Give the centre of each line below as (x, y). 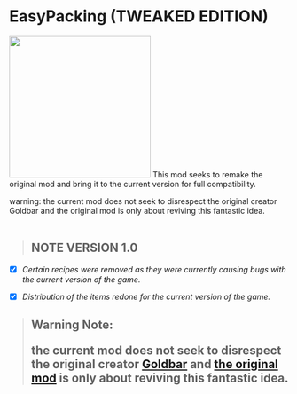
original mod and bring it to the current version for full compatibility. (133, 184)
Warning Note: (72, 325)
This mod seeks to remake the (207, 174)
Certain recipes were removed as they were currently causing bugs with (154, 269)
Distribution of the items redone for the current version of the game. (146, 296)
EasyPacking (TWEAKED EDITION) (139, 16)
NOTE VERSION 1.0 (84, 248)
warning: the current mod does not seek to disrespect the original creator (143, 201)
